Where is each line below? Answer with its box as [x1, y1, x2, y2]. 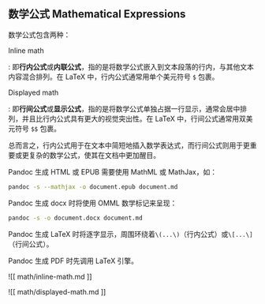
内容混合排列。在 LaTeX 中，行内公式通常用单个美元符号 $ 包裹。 [8, 72, 219, 81]
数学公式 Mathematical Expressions [8, 7, 186, 21]
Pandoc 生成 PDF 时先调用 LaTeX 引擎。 [8, 256, 139, 265]
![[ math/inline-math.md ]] [8, 272, 92, 281]
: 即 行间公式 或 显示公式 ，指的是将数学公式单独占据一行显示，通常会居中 [8, 103, 241, 113]
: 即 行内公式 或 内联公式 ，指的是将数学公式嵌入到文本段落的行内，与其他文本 [8, 62, 254, 71]
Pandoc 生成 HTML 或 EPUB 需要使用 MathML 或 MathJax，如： [8, 167, 218, 176]
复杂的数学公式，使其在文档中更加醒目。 [28, 150, 160, 160]
